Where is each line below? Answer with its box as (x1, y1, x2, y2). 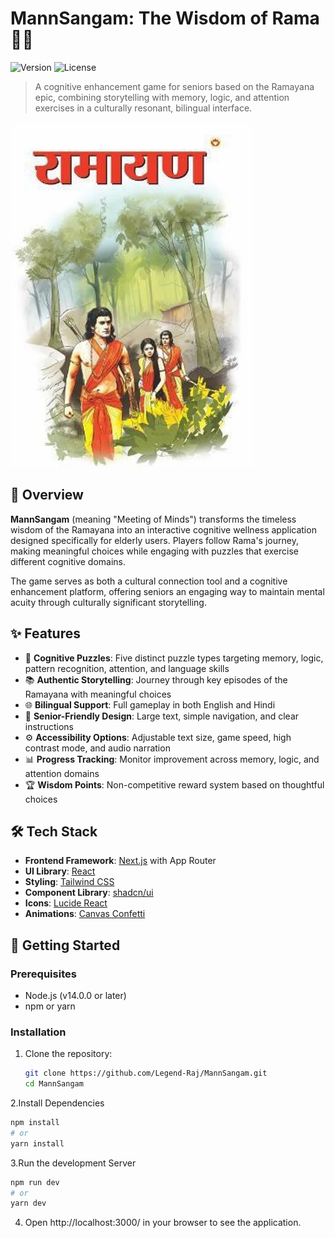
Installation (10, 1025, 67, 1039)
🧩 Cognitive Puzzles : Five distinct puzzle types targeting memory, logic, (24, 652, 324, 664)
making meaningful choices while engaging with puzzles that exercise (10, 545, 299, 557)
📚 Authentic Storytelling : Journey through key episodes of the (24, 673, 288, 686)
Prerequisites (10, 967, 77, 981)
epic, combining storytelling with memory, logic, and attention (34, 91, 290, 103)
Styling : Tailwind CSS (24, 876, 115, 888)
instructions (24, 720, 75, 732)
